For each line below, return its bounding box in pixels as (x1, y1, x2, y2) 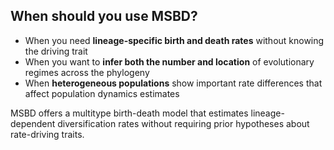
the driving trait (24, 45, 88, 57)
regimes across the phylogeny (24, 66, 150, 78)
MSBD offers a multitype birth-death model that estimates (10, 107, 249, 119)
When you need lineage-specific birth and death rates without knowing (24, 34, 325, 46)
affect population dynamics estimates (24, 87, 180, 99)
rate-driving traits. (10, 128, 85, 140)
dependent (10, 117, 56, 129)
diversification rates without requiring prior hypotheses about (57, 117, 310, 129)
